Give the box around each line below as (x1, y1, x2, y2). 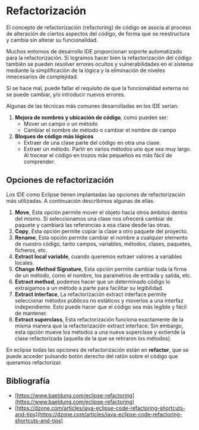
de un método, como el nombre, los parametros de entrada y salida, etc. (14, 272, 192, 279)
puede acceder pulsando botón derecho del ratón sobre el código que (6, 352, 178, 359)
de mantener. (14, 310, 48, 317)
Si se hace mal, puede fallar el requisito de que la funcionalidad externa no (6, 84, 189, 91)
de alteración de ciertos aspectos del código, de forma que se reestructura (6, 30, 190, 37)
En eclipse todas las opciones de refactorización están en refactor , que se (6, 346, 189, 353)
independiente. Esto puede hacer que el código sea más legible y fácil (14, 303, 187, 310)
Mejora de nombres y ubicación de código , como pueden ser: (14, 114, 169, 121)
